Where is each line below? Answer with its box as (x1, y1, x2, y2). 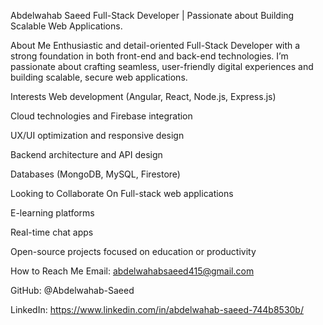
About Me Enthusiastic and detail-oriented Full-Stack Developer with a (10, 40, 301, 51)
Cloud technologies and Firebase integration (10, 110, 193, 122)
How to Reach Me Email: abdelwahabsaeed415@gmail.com (10, 265, 255, 277)
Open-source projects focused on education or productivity (10, 246, 257, 257)
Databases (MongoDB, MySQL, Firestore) (10, 168, 181, 180)
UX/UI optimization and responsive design (10, 130, 185, 141)
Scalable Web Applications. (10, 20, 123, 32)
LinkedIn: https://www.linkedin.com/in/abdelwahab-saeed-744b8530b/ (10, 304, 304, 315)
